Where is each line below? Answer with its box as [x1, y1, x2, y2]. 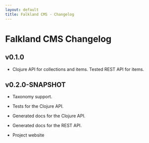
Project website [12, 132, 45, 138]
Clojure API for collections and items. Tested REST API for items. [12, 66, 145, 72]
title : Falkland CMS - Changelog [5, 12, 74, 17]
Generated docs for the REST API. [12, 123, 82, 129]
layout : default [5, 7, 39, 12]
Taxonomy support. [12, 94, 53, 100]
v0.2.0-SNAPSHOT [5, 80, 66, 89]
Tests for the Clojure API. [12, 103, 64, 109]
